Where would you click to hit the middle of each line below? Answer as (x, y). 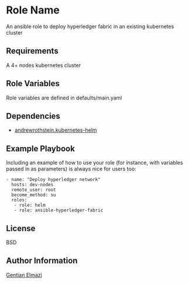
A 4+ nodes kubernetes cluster (44, 65)
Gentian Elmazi (24, 275)
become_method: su (34, 195)
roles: (19, 200)
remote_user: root (34, 190)
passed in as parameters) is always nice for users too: (71, 169)
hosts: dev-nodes (32, 185)
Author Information (42, 261)
